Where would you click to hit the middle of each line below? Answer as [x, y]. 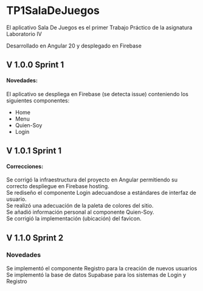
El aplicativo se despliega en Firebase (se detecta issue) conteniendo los [97, 94]
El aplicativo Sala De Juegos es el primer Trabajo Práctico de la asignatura [99, 27]
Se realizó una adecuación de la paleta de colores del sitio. [80, 206]
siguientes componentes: [38, 100]
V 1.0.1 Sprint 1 [34, 151]
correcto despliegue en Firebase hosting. [58, 186]
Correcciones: [25, 166]
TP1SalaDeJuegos [53, 11]
